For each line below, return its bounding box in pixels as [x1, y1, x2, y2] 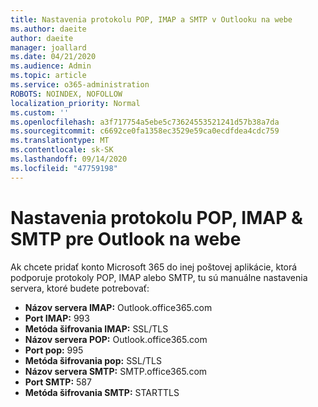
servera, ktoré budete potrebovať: [10, 282, 150, 294]
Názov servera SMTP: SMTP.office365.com [24, 365, 208, 377]
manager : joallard [10, 42, 87, 53]
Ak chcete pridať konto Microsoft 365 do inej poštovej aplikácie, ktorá [10, 261, 298, 273]
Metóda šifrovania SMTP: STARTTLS [24, 386, 180, 398]
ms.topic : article [10, 71, 87, 81]
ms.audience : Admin [10, 61, 92, 71]
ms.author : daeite [10, 24, 87, 34]
